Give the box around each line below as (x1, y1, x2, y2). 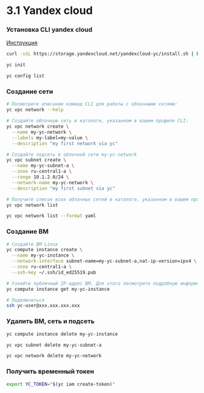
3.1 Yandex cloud (6, 4, 93, 18)
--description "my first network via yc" (12, 141, 118, 147)
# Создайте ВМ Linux (6, 241, 59, 247)
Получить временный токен (6, 367, 94, 376)
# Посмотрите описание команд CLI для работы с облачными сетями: (6, 101, 178, 107)
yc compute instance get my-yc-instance (6, 286, 110, 292)
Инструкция (6, 39, 38, 46)
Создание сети (6, 88, 53, 96)
